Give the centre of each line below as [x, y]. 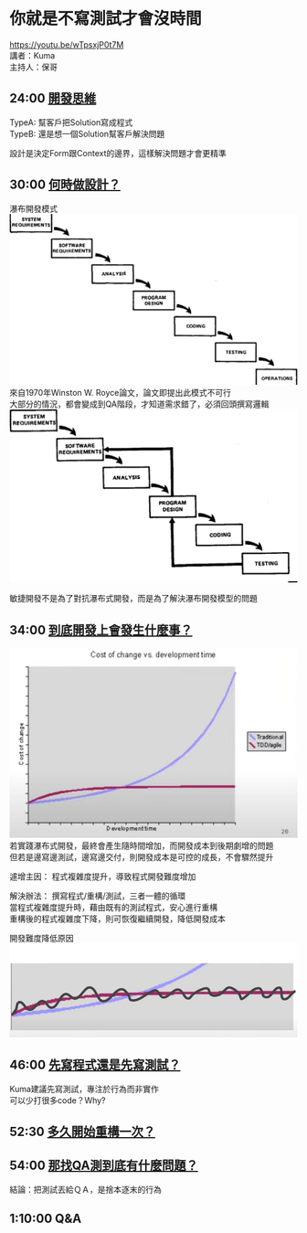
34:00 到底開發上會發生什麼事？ [101, 630]
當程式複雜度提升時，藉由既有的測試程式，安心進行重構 [113, 907]
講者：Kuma [32, 55]
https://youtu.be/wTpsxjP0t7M [67, 44]
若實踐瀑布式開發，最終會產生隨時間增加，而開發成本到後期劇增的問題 [142, 845]
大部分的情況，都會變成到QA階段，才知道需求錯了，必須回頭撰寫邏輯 [139, 404]
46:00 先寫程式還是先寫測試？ [95, 1065]
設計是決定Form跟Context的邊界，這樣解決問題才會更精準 [118, 153]
